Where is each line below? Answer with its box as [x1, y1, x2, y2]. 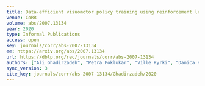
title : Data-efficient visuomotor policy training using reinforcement [6, 8, 192, 15]
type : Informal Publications [6, 31, 81, 38]
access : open [6, 37, 40, 43]
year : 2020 [6, 25, 34, 32]
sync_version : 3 [6, 65, 48, 71]
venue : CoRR [6, 15, 37, 21]
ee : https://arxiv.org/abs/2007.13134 [6, 48, 105, 55]
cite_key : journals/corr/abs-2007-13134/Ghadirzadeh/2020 [6, 71, 157, 77]
